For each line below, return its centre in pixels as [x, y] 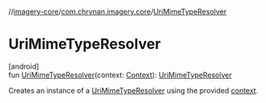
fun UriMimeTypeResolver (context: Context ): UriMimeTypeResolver [120, 75]
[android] [24, 66]
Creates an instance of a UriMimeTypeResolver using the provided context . [133, 90]
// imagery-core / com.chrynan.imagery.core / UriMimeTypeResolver [118, 12]
